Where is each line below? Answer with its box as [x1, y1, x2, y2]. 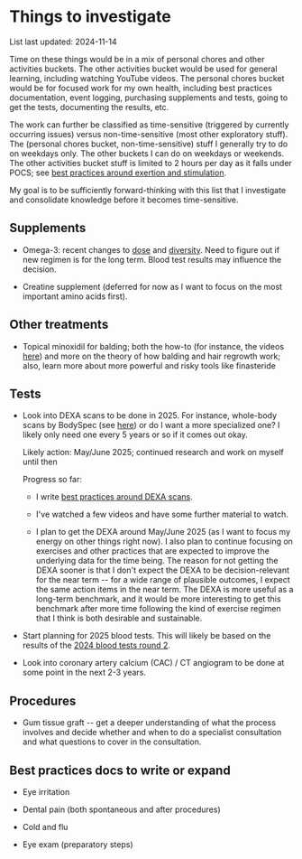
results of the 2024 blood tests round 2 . [22, 640, 171, 651]
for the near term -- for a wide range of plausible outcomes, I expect [35, 574, 290, 585]
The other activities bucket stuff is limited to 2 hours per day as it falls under [9, 157, 293, 168]
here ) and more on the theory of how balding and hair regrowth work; [22, 350, 281, 361]
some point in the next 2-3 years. [22, 667, 147, 678]
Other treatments [9, 317, 109, 332]
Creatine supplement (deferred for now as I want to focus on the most [22, 281, 282, 292]
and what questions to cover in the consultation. [22, 736, 202, 747]
